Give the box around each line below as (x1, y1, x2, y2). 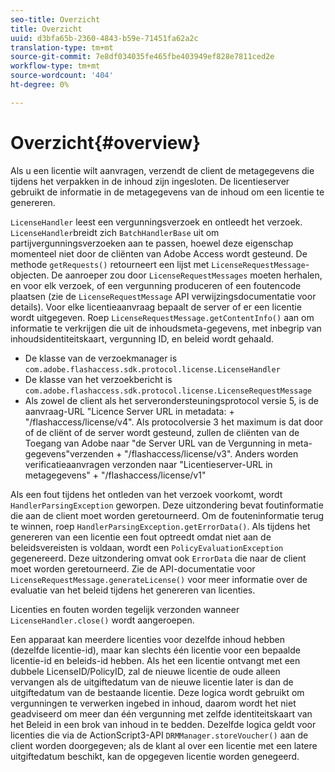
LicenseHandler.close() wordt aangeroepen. (10, 614, 195, 626)
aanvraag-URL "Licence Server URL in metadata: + (24, 405, 235, 417)
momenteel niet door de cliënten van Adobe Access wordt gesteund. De (10, 247, 308, 260)
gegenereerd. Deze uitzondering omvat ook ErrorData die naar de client (10, 552, 307, 564)
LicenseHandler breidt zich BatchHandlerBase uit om (10, 226, 220, 238)
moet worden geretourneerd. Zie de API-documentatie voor (10, 562, 256, 575)
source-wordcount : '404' (10, 71, 114, 81)
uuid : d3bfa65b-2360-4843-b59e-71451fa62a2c (10, 33, 199, 43)
